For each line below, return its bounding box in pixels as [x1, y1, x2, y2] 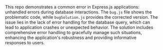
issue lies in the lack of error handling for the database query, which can [5, 19, 150, 25]
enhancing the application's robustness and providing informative [5, 35, 137, 40]
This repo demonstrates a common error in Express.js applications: [5, 4, 140, 10]
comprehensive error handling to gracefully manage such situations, [5, 30, 142, 35]
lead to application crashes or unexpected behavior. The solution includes [5, 25, 153, 30]
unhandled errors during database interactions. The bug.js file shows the [5, 9, 152, 15]
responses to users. [5, 40, 45, 45]
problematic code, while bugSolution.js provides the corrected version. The [5, 14, 158, 20]
